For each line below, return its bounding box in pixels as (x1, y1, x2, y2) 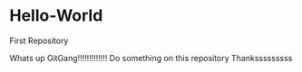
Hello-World (9, 5, 103, 26)
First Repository (9, 35, 69, 46)
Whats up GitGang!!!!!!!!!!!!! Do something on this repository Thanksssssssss (9, 52, 293, 63)
